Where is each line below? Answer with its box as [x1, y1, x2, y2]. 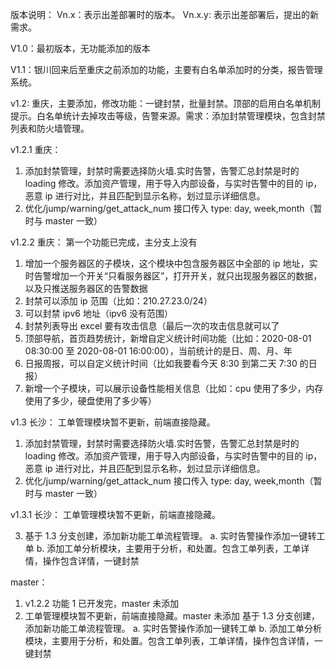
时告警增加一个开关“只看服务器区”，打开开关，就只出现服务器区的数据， [24, 270, 323, 282]
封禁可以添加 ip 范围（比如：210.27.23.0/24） [24, 295, 213, 307]
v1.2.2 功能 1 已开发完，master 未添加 [24, 598, 180, 609]
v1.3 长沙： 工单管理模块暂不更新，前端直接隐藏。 [10, 416, 216, 428]
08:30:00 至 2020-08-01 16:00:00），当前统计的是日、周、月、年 [24, 345, 293, 357]
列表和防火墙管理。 [10, 123, 90, 134]
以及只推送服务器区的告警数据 [24, 283, 148, 294]
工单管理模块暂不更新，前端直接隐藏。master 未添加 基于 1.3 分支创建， [24, 610, 320, 622]
